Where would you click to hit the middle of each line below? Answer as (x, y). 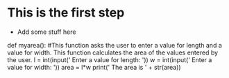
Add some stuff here (46, 32)
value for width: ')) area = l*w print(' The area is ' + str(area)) (94, 67)
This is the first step (66, 13)
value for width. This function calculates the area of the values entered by (113, 52)
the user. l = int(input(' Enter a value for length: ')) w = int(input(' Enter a (110, 59)
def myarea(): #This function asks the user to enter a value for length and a (114, 45)
